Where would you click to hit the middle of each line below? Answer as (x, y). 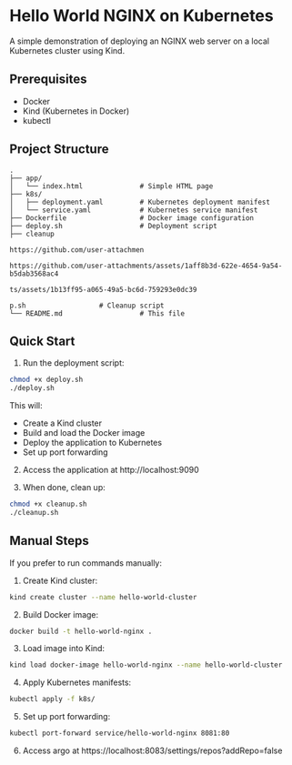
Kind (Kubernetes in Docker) (76, 111)
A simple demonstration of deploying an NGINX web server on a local (140, 41)
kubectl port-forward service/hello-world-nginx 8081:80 (120, 733)
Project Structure (59, 150)
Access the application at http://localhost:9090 (111, 470)
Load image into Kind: (64, 649)
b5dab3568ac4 (34, 274)
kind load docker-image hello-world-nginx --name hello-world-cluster (146, 665)
